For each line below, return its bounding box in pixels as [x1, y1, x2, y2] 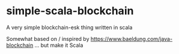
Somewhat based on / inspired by [6, 35, 89, 42]
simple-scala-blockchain [6, 4, 134, 18]
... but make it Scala [34, 42, 83, 49]
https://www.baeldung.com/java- [90, 35, 173, 42]
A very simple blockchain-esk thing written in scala [6, 24, 133, 31]
